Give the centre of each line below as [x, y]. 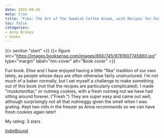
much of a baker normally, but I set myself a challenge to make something [79, 80]
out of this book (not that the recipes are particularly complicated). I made [79, 86]
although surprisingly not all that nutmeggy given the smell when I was [76, 101]
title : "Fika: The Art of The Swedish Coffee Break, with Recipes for [78, 19]
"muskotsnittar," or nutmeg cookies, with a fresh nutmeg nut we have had [79, 91]
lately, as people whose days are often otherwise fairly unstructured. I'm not [82, 76]
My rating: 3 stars [23, 121]
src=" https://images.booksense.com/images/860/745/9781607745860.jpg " [81, 56]
